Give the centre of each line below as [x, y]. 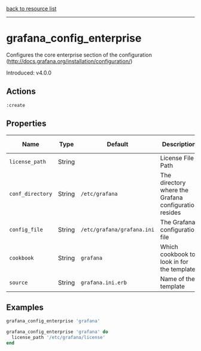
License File [177, 158]
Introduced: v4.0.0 [29, 73]
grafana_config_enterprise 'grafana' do [57, 332]
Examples [25, 307]
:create [16, 105]
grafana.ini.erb [104, 282]
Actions [21, 92]
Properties [26, 124]
